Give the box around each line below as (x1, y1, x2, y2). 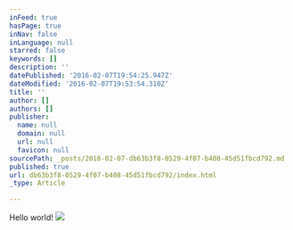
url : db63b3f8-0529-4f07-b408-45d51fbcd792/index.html (9, 170, 217, 179)
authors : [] (9, 104, 53, 113)
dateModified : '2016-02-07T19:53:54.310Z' (9, 79, 169, 88)
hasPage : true (9, 21, 62, 30)
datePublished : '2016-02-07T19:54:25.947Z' (9, 71, 174, 80)
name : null (17, 121, 58, 130)
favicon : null (17, 145, 69, 154)
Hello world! (9, 212, 53, 223)
